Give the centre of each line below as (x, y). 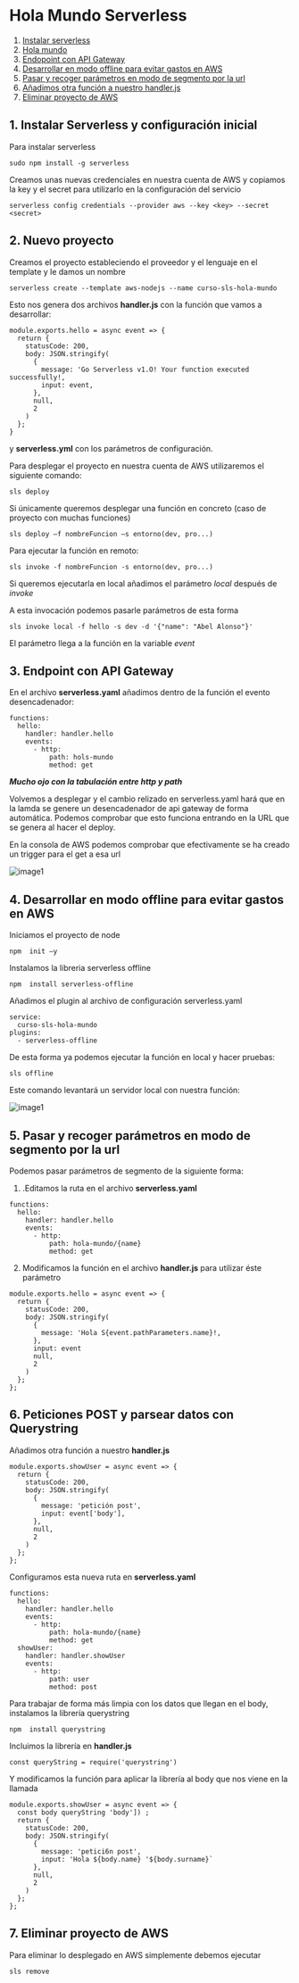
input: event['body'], (83, 1514)
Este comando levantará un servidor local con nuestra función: (125, 1091)
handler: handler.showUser (75, 1655)
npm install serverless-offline (71, 984)
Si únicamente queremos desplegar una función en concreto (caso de (138, 508)
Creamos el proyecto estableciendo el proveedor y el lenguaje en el (133, 262)
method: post (73, 1687)
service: (25, 1017)
